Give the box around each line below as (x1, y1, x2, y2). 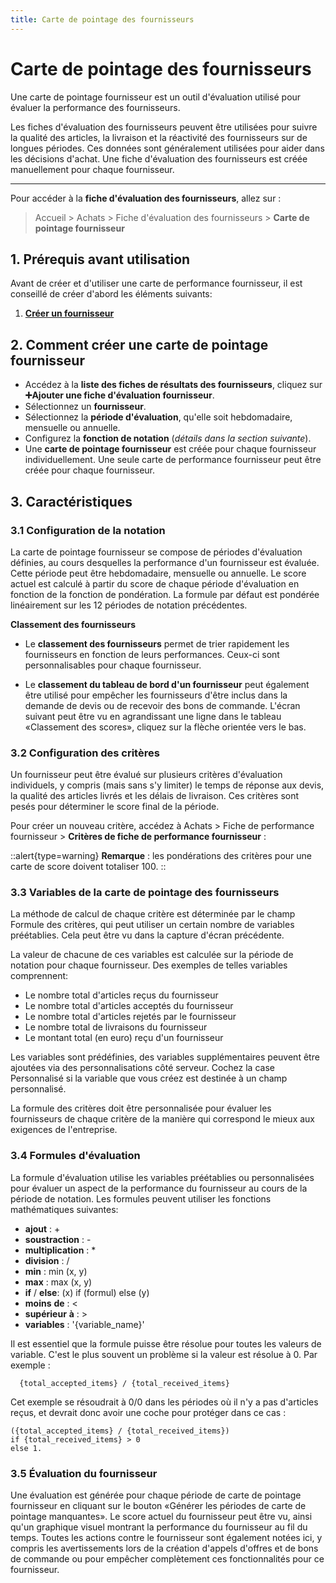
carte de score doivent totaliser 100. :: (10, 861, 167, 873)
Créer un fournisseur (24, 307, 115, 320)
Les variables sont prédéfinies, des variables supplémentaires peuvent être (10, 1051, 320, 1063)
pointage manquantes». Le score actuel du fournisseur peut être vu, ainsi (10, 1511, 313, 1523)
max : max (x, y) (24, 1276, 93, 1288)
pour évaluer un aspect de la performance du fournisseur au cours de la (10, 1182, 308, 1194)
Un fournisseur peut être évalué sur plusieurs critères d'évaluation (10, 769, 283, 781)
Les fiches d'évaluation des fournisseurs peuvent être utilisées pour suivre (10, 121, 318, 133)
